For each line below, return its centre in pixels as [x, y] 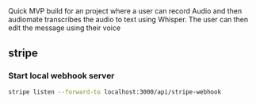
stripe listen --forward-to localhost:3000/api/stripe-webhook [115, 92]
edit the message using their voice [65, 28]
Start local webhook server [61, 75]
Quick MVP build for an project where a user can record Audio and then [125, 11]
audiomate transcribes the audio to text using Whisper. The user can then [128, 20]
